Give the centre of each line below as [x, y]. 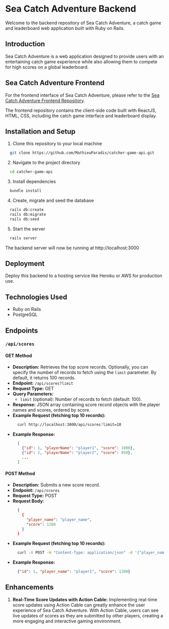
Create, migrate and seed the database [53, 200]
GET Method [19, 356]
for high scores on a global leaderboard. [47, 67]
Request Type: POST [35, 496]
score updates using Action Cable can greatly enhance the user [79, 605]
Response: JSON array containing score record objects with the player [86, 405]
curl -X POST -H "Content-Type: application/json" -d [75, 553]
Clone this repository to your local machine [57, 144]
